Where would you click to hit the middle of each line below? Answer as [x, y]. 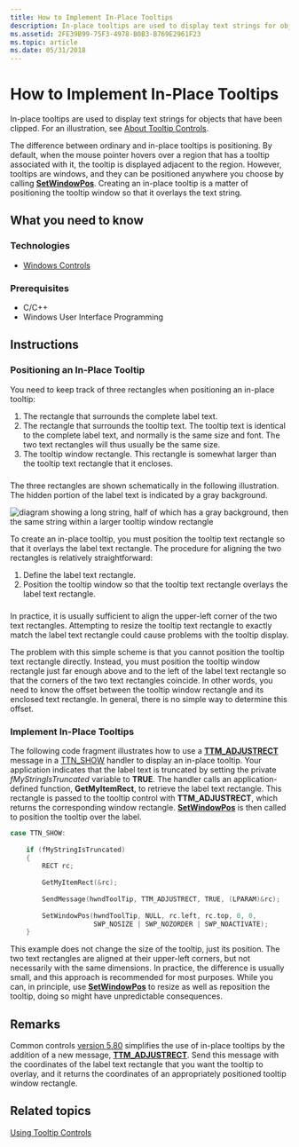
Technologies [40, 246]
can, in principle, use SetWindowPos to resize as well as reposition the [140, 987]
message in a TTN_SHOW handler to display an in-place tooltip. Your [136, 760]
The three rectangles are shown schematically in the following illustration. [145, 486]
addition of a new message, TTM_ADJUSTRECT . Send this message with [145, 1055]
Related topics [51, 1111]
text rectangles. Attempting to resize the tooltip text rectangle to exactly [141, 625]
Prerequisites [39, 288]
